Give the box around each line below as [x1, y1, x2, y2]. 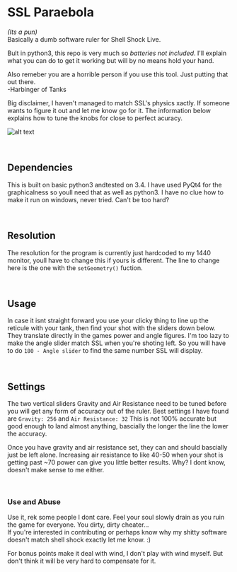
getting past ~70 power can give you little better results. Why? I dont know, [7, 458, 226, 467]
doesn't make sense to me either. [7, 466, 105, 474]
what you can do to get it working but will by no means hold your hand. [7, 56, 214, 64]
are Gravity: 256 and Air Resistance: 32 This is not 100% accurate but [7, 414, 217, 423]
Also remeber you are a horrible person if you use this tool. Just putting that [7, 70, 229, 78]
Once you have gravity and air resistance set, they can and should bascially [7, 443, 228, 452]
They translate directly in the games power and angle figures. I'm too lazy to [7, 332, 230, 340]
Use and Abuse [7, 497, 62, 507]
